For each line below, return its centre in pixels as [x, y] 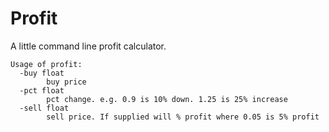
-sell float [44, 108]
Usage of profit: [46, 64]
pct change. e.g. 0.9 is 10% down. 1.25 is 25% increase [167, 99]
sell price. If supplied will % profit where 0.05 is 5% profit [183, 117]
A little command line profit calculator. [88, 46]
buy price [66, 82]
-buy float [42, 73]
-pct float [42, 90]
